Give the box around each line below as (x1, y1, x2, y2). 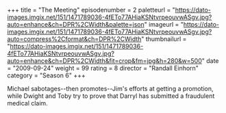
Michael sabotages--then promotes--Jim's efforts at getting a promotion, (7, 85, 214, 92)
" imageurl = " (144, 21, 184, 28)
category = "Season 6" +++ (7, 71, 86, 79)
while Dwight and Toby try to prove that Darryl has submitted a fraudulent (7, 92, 215, 100)
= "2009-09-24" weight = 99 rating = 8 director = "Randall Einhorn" (7, 64, 199, 72)
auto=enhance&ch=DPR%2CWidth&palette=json (7, 21, 145, 28)
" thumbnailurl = (141, 35, 187, 43)
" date (201, 57, 219, 64)
